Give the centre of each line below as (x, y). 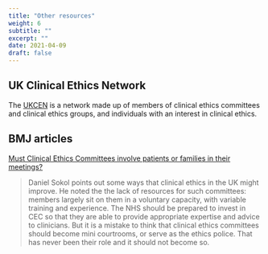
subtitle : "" (30, 31)
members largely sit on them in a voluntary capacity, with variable (137, 199)
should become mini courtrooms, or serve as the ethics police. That (140, 233)
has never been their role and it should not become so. (119, 242)
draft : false (30, 53)
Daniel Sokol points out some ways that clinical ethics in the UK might (143, 182)
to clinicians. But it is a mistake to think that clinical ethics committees (144, 225)
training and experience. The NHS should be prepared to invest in (137, 208)
